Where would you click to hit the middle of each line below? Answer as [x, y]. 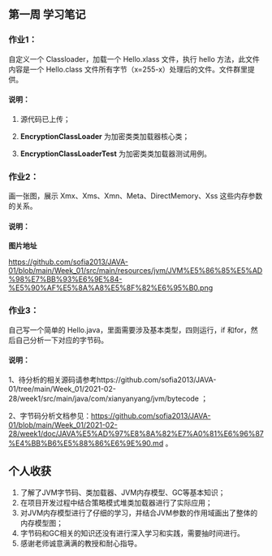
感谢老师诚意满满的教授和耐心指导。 [81, 543]
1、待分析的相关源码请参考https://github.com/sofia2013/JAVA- [112, 380]
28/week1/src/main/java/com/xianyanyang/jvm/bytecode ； [108, 398]
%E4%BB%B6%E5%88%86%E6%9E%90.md [86, 443]
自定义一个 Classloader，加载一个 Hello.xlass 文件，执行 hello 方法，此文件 [134, 59]
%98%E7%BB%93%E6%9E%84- [65, 280]
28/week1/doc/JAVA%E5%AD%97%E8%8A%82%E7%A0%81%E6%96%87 [136, 433]
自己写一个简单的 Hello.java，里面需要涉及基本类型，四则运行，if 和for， [130, 330]
